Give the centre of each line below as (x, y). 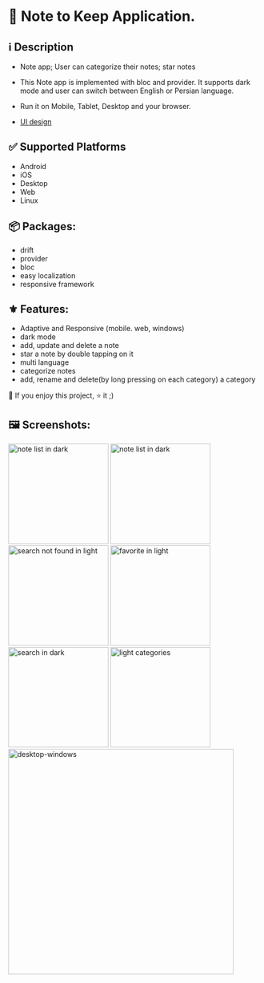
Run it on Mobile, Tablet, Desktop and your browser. (105, 106)
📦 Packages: (42, 227)
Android (33, 166)
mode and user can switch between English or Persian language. (127, 91)
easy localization (48, 275)
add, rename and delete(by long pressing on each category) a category (138, 379)
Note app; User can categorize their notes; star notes (108, 67)
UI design (36, 122)
